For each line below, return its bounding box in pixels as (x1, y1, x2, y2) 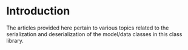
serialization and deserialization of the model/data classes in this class (6, 30, 183, 37)
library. (6, 37, 24, 44)
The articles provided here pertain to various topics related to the (6, 24, 169, 31)
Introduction (6, 4, 70, 18)
